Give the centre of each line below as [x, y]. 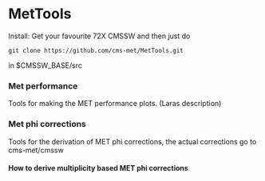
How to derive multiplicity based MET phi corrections [99, 168]
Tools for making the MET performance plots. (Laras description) [115, 104]
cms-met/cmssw [36, 150]
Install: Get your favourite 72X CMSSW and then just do [99, 36]
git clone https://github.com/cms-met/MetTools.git [96, 50]
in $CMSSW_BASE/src [45, 65]
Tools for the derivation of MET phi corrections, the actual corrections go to [132, 141]
